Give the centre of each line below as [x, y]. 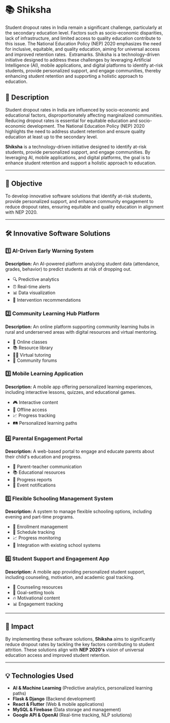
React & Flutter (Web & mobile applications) [58, 704]
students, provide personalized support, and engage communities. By [78, 152]
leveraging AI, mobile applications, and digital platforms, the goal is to [78, 157]
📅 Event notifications [34, 485]
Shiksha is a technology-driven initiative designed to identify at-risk [76, 147]
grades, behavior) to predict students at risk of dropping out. [68, 269]
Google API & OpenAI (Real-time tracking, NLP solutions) [72, 715]
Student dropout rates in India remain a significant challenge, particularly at [84, 27]
